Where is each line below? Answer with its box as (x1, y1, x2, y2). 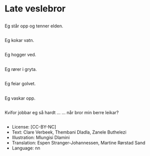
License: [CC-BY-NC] (11, 124, 56, 130)
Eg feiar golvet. (4, 81, 36, 87)
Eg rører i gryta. (4, 66, 37, 72)
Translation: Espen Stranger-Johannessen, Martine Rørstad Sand (11, 140, 146, 146)
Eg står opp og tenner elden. (4, 23, 63, 29)
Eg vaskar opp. (4, 95, 36, 101)
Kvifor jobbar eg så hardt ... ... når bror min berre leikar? (4, 109, 119, 115)
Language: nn (11, 145, 40, 151)
